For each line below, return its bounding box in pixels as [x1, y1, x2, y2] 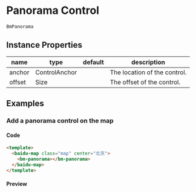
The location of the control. [109, 68, 187, 76]
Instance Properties [6, 40, 83, 50]
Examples [6, 98, 44, 109]
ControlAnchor [35, 68, 77, 76]
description [131, 58, 165, 66]
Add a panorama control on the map [6, 117, 114, 125]
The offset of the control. [109, 78, 181, 86]
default [82, 58, 104, 66]
